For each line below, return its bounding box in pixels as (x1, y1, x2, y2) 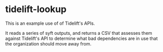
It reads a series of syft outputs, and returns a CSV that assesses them (5, 30, 152, 36)
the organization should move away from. (5, 40, 92, 46)
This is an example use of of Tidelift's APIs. (5, 20, 95, 26)
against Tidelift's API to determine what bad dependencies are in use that (5, 35, 158, 41)
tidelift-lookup (5, 4, 67, 15)
